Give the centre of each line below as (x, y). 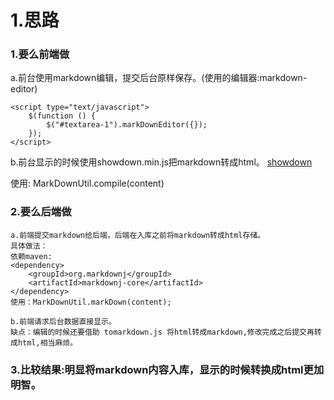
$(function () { (62, 116)
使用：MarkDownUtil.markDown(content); (91, 302)
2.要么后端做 (41, 212)
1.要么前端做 (40, 54)
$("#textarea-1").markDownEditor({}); (127, 125)
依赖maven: (31, 256)
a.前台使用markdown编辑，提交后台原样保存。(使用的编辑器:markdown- (159, 78)
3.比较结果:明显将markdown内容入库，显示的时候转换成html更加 (167, 369)
